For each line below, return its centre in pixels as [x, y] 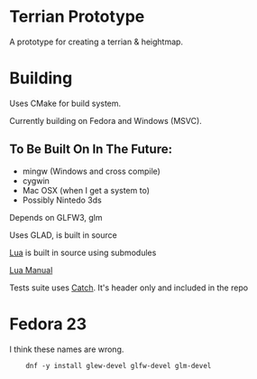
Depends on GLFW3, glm [56, 217]
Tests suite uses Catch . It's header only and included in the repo [129, 288]
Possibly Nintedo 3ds [62, 200]
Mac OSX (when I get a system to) [86, 190]
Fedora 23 [48, 324]
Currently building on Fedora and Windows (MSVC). [106, 120]
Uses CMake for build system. [65, 103]
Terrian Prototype [77, 17]
